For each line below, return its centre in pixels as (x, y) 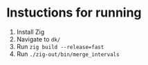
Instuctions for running (74, 13)
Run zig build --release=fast (60, 46)
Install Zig (30, 32)
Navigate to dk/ (38, 39)
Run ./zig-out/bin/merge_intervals (68, 54)
